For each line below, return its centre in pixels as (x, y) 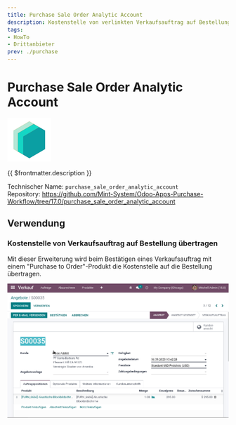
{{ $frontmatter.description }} (50, 173)
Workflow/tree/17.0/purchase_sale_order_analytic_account (91, 201)
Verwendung (36, 223)
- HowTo (19, 37)
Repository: (24, 194)
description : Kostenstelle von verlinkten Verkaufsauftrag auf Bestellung (119, 22)
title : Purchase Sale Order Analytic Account (75, 15)
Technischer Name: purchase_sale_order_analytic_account (93, 187)
